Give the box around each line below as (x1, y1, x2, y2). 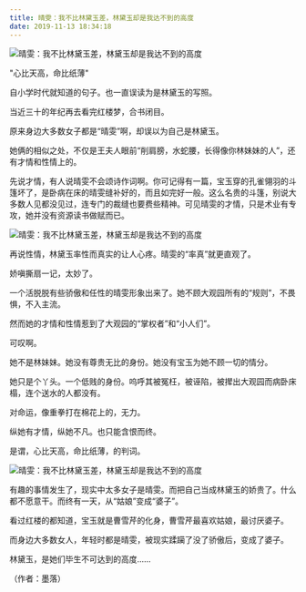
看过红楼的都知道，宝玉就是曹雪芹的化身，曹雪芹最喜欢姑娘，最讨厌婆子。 (9, 515, 289, 526)
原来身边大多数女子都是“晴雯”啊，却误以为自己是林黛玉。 (9, 125, 225, 137)
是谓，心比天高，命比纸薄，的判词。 (9, 445, 146, 456)
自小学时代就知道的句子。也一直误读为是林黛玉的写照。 (9, 87, 217, 97)
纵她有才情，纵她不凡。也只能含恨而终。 (9, 425, 161, 437)
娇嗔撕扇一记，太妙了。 (9, 268, 97, 279)
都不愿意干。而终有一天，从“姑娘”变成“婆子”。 (9, 495, 184, 506)
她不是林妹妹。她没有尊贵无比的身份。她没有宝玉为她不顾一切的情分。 (9, 356, 273, 367)
